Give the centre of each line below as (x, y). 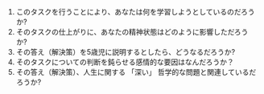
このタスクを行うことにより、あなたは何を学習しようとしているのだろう (135, 12)
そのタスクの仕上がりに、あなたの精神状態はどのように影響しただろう (132, 32)
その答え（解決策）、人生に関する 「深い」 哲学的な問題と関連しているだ (136, 72)
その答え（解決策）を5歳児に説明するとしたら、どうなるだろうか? (126, 52)
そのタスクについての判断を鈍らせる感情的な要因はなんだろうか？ (125, 62)
